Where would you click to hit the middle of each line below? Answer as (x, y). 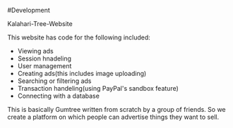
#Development (29, 10)
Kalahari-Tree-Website (40, 24)
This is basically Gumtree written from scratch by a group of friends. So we (116, 109)
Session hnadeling (44, 58)
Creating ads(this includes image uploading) (82, 73)
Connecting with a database (59, 96)
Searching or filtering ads (54, 81)
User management (44, 66)
